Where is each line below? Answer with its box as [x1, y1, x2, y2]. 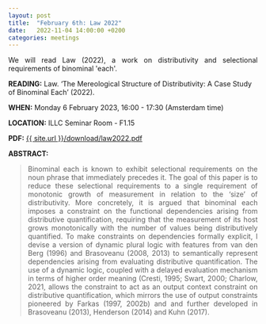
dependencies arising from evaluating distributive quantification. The [27, 257, 258, 266]
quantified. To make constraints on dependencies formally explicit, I [27, 231, 258, 242]
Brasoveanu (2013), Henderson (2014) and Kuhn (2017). [27, 307, 210, 317]
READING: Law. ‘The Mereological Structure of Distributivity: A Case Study [8, 79, 252, 89]
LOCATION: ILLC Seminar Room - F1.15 [8, 118, 135, 128]
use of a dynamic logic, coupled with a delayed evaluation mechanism [27, 265, 258, 275]
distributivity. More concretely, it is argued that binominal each [27, 198, 258, 208]
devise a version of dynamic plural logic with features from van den [27, 240, 258, 250]
